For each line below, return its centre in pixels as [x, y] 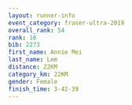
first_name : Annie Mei [45, 52]
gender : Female [33, 81]
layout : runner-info [42, 15]
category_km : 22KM [38, 74]
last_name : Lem [33, 60]
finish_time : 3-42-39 [44, 89]
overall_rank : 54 [37, 30]
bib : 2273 [24, 45]
